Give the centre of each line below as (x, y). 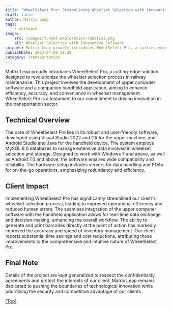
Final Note (22, 263)
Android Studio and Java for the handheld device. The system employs (80, 143)
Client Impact (27, 186)
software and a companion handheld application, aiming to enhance (76, 88)
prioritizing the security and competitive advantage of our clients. (74, 291)
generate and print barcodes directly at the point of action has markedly (81, 225)
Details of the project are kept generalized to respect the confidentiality (80, 275)
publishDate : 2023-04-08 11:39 (38, 52)
